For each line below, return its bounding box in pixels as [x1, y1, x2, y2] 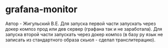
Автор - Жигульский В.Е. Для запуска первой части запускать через [5, 20, 156, 27]
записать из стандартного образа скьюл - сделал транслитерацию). [5, 37, 156, 43]
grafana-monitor [5, 4, 78, 15]
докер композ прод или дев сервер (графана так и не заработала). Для [5, 26, 162, 32]
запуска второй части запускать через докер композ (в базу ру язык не [5, 31, 163, 37]
